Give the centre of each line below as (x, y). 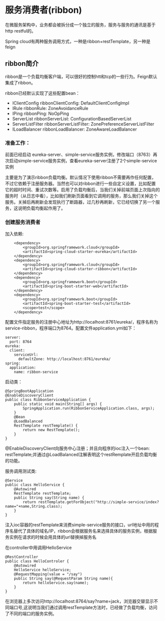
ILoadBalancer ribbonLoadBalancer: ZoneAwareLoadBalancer (75, 129)
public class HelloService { (35, 485)
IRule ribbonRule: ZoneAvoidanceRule (50, 108)
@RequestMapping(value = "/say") (48, 574)
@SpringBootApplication (29, 391)
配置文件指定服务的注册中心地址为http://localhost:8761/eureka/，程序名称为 (82, 322)
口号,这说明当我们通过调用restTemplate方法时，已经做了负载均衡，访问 (85, 608)
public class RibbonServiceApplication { (48, 400)
